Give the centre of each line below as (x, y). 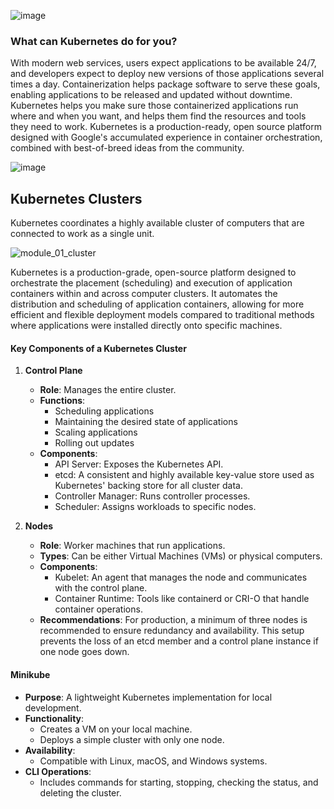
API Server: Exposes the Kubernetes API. (139, 464)
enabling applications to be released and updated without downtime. (151, 95)
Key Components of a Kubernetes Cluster (98, 348)
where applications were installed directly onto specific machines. (146, 326)
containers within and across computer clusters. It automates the (144, 294)
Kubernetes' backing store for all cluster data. (148, 486)
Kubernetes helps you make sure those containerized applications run (154, 106)
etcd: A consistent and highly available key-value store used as (184, 475)
